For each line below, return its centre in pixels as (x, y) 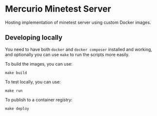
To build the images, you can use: (39, 64)
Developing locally (34, 38)
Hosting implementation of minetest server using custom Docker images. (78, 22)
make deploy (17, 108)
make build (16, 73)
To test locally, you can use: (33, 82)
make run (14, 91)
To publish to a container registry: (39, 99)
